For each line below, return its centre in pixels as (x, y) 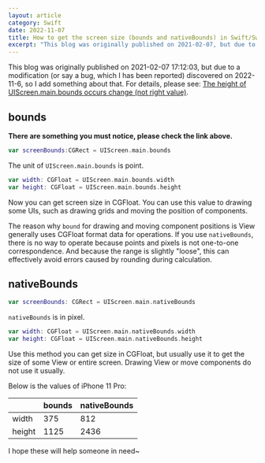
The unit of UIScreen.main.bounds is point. (76, 165)
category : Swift (35, 23)
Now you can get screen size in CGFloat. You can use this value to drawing (130, 202)
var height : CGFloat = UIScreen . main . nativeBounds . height (105, 339)
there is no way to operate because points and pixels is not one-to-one (123, 243)
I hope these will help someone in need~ (74, 451)
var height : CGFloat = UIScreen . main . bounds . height (95, 187)
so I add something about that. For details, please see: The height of (136, 84)
